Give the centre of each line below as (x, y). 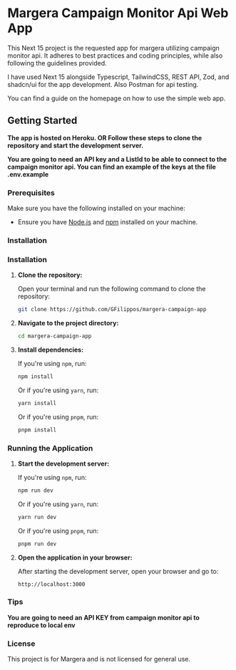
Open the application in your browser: (75, 558)
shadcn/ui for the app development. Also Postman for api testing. (103, 84)
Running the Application (50, 448)
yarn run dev (37, 517)
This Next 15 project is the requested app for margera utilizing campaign (113, 48)
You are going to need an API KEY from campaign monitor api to (103, 617)
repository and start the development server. (76, 145)
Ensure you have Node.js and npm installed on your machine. (108, 222)
